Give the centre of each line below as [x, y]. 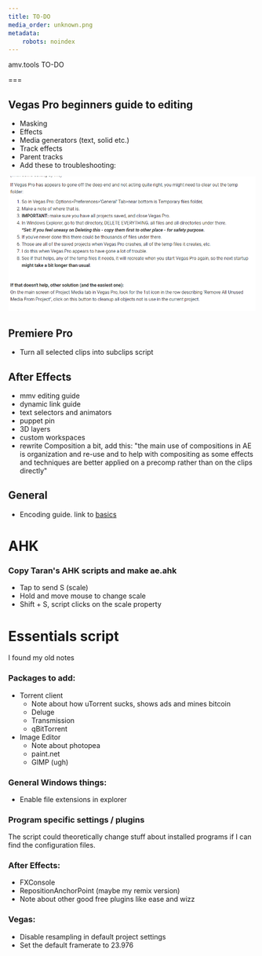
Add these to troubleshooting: [67, 166]
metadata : [24, 33]
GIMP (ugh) [50, 762]
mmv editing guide [49, 396]
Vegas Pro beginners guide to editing [101, 105]
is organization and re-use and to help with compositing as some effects [136, 454]
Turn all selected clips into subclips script [86, 352]
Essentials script [64, 636]
